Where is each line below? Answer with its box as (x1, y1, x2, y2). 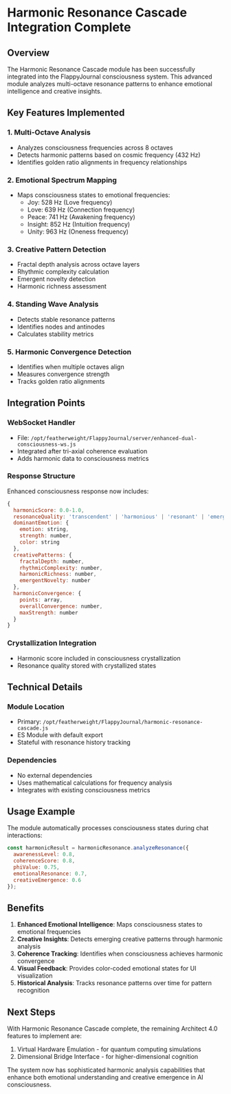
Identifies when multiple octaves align (16, 362, 125, 371)
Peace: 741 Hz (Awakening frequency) (27, 212, 135, 221)
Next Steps (7, 1006, 56, 1018)
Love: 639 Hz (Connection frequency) (27, 205, 135, 214)
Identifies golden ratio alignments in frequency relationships (16, 158, 188, 166)
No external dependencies (16, 771, 93, 779)
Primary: (16, 718, 42, 726)
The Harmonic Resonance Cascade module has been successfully (7, 65, 196, 73)
